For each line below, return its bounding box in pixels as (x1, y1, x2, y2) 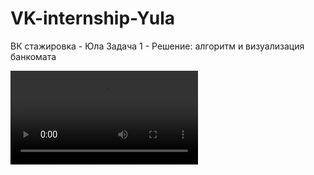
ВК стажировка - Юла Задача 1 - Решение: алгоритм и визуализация (10, 40, 305, 52)
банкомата (10, 50, 57, 62)
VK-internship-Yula (10, 7, 175, 30)
